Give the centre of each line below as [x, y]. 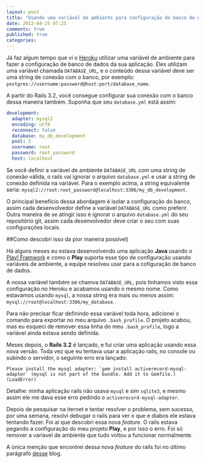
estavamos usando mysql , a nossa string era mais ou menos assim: [91, 295]
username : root [31, 147]
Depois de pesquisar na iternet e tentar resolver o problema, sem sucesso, [100, 409]
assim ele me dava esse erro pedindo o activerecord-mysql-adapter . [93, 397]
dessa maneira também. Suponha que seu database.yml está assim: [92, 102]
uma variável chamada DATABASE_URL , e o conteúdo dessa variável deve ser [100, 70]
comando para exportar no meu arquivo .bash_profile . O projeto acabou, [99, 320]
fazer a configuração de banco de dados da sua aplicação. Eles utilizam [97, 64]
